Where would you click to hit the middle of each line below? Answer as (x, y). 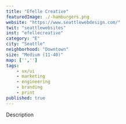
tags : (12, 65)
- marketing (31, 76)
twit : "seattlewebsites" (36, 28)
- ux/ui (26, 71)
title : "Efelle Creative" (37, 11)
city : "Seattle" (26, 44)
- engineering (33, 82)
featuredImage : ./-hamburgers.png (48, 17)
